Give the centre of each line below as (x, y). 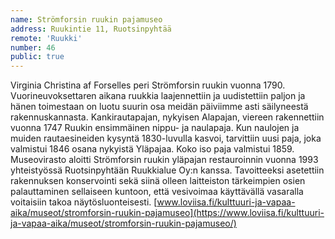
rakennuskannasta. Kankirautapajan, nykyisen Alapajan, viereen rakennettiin (167, 117)
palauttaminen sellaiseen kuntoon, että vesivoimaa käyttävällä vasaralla (157, 192)
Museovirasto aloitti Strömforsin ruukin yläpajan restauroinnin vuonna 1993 (164, 160)
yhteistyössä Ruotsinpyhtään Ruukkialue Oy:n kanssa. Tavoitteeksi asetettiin (167, 170)
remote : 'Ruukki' (46, 38)
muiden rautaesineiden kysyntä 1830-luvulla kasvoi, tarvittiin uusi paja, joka (166, 138)
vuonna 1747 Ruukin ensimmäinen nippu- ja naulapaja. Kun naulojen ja (155, 128)
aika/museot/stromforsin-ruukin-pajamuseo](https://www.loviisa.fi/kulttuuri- (167, 213)
